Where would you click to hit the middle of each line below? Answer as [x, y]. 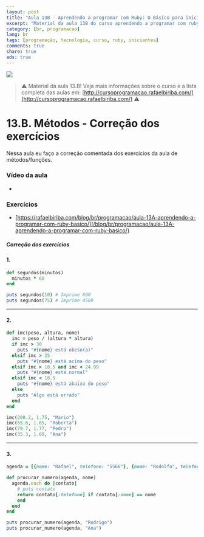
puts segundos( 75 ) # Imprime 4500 [50, 301]
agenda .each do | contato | [45, 483]
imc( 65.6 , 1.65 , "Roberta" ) [42, 423]
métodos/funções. [29, 159]
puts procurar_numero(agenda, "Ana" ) [54, 528]
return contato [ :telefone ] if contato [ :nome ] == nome [87, 494]
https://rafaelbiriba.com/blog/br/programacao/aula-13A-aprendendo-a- [107, 218]
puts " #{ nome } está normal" [53, 372]
